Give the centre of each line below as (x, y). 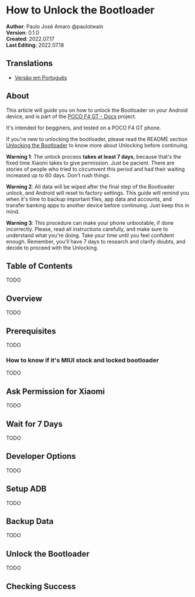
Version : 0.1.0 (23, 32)
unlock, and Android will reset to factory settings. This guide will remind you (97, 193)
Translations (30, 64)
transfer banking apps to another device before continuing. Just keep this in (97, 205)
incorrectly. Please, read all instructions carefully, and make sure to (87, 229)
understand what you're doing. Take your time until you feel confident (90, 235)
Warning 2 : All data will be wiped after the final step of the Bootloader (90, 186)
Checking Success (41, 586)
